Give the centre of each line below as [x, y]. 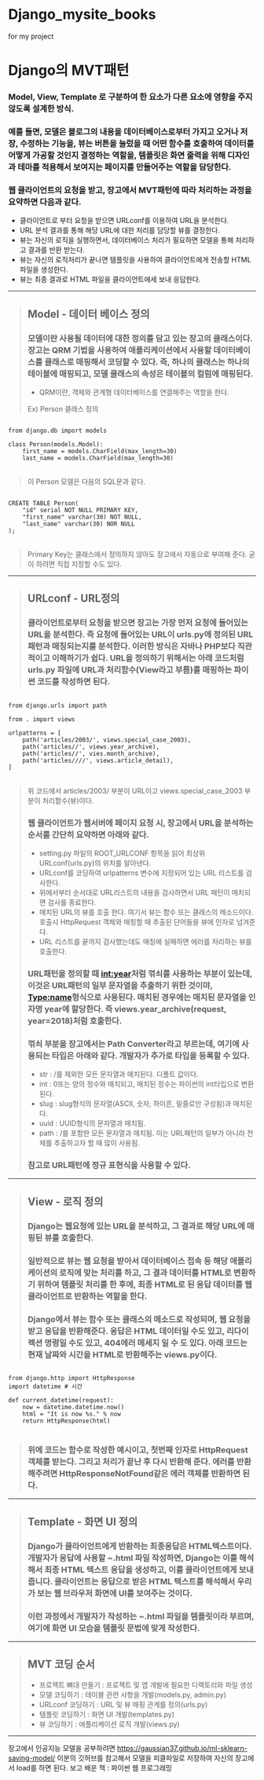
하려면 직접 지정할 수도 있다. [79, 564]
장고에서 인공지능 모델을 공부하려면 [62, 1748]
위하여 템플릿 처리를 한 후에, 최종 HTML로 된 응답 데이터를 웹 [145, 1284]
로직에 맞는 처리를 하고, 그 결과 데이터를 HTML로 [145, 1273]
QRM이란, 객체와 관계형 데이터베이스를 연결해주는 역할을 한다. [134, 392]
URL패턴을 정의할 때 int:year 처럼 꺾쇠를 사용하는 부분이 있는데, [140, 973]
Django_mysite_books [82, 15]
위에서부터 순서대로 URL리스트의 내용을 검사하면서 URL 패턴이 [134, 892]
